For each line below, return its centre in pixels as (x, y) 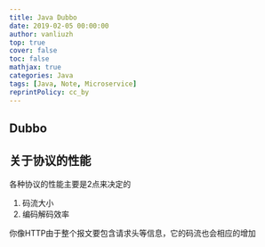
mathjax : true (36, 68)
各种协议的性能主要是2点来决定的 (70, 184)
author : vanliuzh (41, 34)
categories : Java (41, 76)
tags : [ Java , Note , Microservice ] (73, 84)
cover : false (33, 51)
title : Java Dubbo (43, 17)
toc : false (29, 59)
